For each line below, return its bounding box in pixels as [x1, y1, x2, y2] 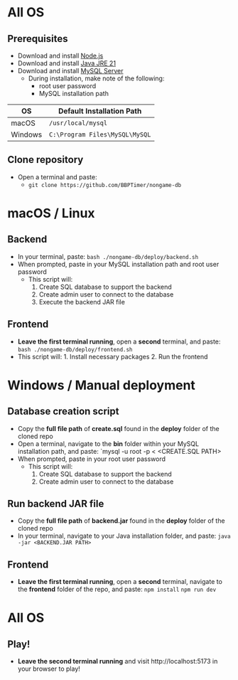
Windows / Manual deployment [7, 377, 195, 393]
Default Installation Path [58, 106, 142, 116]
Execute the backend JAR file [38, 297, 126, 306]
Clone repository [7, 154, 84, 166]
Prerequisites [7, 33, 68, 45]
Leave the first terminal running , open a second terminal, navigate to [17, 578, 222, 586]
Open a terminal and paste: [17, 172, 97, 181]
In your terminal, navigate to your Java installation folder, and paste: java [17, 531, 231, 541]
